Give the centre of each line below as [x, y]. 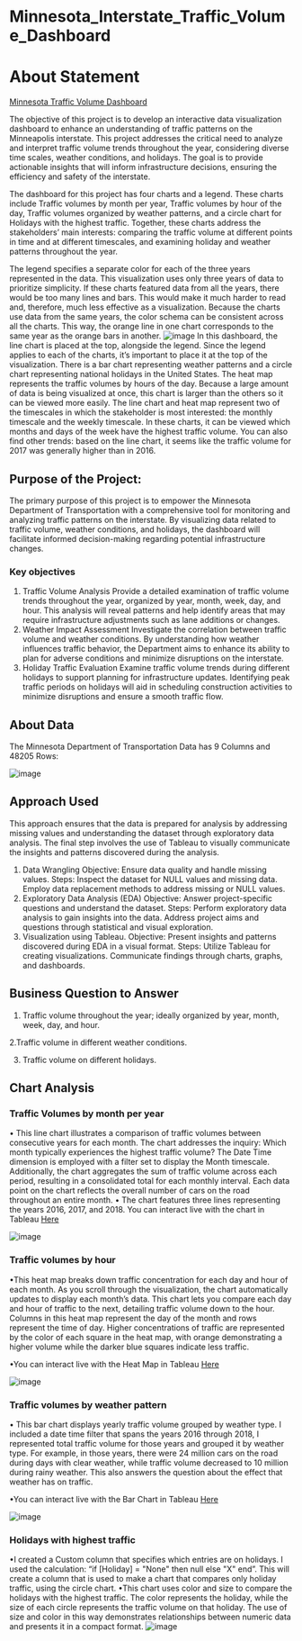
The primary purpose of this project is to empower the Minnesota [130, 500]
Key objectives [43, 572]
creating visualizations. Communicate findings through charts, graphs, [152, 955]
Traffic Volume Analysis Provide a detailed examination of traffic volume [155, 591]
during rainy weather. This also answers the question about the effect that [146, 1472]
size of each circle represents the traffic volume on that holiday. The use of [148, 1608]
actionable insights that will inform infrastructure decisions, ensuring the [143, 167]
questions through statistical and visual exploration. [118, 927]
